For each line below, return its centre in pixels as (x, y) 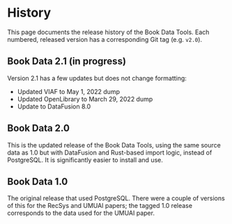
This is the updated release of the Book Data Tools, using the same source (114, 145)
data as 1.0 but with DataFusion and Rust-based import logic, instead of (110, 152)
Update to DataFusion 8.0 (54, 106)
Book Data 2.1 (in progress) (67, 62)
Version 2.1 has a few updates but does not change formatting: (97, 78)
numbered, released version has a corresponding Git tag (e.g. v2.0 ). (105, 39)
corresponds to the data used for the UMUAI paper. (81, 213)
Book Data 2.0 (38, 128)
